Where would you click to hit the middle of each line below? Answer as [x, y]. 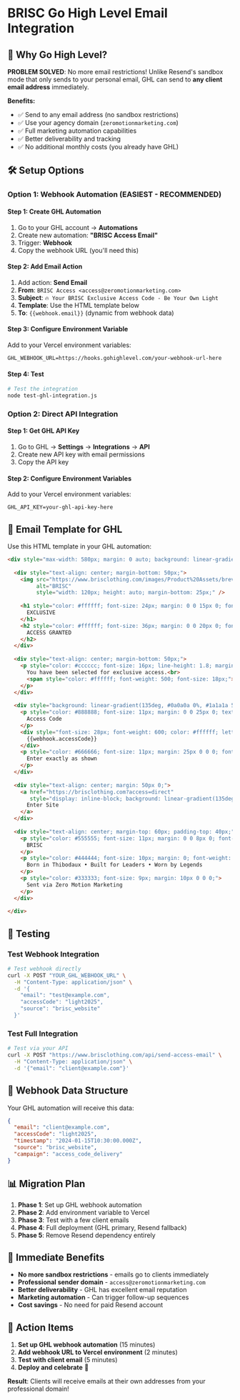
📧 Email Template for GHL [65, 529]
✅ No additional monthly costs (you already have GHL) [98, 147]
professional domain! [38, 1389]
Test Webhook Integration [54, 954]
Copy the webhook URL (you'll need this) [78, 250]
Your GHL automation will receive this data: [71, 1108]
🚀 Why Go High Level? [57, 55]
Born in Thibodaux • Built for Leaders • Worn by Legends [114, 865]
